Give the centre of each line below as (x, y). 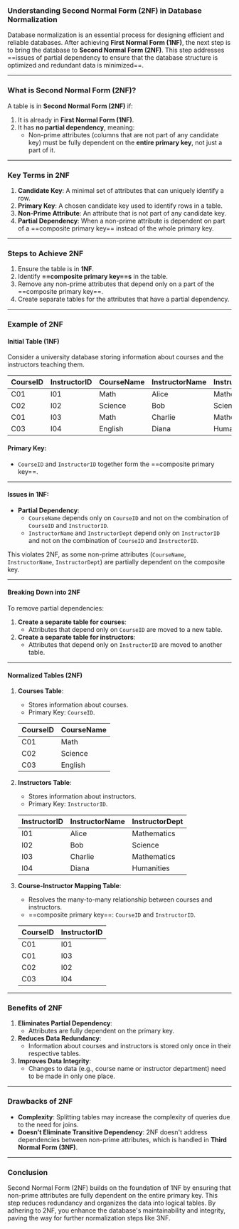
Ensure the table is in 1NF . (56, 269)
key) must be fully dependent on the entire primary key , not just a (125, 142)
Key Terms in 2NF (38, 175)
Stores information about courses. (78, 705)
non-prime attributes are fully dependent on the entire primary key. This (113, 1196)
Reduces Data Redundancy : (59, 1038)
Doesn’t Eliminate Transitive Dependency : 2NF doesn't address (112, 1132)
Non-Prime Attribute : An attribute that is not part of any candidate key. (122, 213)
